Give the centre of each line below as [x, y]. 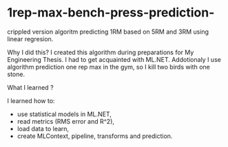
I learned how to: [31, 100]
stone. [16, 74]
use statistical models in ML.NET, [64, 114]
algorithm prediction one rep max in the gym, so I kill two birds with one [108, 67]
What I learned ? [30, 87]
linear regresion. [30, 38]
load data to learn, [43, 128]
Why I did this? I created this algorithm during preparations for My [101, 52]
